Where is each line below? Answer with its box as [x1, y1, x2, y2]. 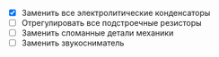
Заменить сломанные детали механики [21, 28, 174, 38]
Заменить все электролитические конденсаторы [21, 8, 211, 18]
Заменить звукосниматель [21, 37, 125, 48]
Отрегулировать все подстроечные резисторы [21, 18, 203, 28]
